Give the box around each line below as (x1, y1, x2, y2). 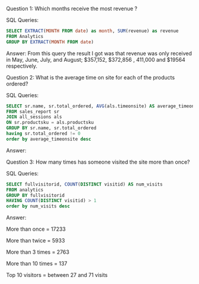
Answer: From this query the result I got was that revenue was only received (6, 50, 192, 57)
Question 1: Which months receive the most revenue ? (6, 5, 138, 12)
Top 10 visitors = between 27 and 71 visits (6, 272, 108, 279)
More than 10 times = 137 (6, 260, 68, 267)
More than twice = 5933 (6, 237, 65, 244)
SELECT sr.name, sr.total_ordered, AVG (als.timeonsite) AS (6, 103, 155, 109)
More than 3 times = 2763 (6, 248, 70, 256)
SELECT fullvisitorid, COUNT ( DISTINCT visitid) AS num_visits (6, 181, 163, 187)
